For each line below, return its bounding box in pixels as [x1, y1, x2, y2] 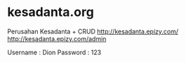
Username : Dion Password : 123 [7, 48, 102, 56]
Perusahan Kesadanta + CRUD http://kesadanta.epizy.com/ [7, 27, 179, 36]
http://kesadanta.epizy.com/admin [7, 34, 107, 42]
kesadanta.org [7, 4, 95, 20]
